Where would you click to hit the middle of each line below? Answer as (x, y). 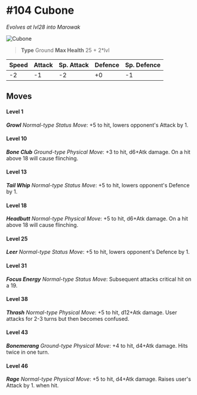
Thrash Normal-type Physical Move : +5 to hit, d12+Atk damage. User (92, 312)
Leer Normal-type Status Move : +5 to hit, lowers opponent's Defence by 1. (98, 252)
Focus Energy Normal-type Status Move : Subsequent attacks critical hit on (99, 279)
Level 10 (17, 139)
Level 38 (17, 299)
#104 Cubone (40, 10)
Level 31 (16, 265)
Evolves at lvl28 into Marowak (43, 27)
